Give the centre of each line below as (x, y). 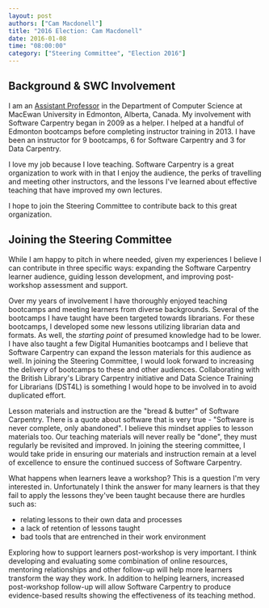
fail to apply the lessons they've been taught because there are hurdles (127, 495)
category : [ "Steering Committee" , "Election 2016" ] (97, 53)
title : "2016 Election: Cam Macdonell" (76, 31)
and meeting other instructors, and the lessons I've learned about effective (132, 181)
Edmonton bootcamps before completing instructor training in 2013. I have (132, 131)
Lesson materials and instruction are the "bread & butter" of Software (124, 411)
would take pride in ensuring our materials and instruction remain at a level (132, 454)
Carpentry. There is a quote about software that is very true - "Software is (131, 419)
